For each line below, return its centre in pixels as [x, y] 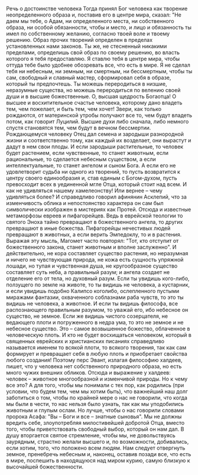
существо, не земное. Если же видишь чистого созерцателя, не [87, 316]
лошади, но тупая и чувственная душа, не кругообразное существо [92, 266]
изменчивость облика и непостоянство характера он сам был [85, 203]
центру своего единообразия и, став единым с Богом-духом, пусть [92, 178]
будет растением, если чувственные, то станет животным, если [87, 153]
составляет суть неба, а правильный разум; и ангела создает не [88, 272]
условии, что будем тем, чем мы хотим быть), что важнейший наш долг [97, 391]
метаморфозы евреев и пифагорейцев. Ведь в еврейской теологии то [95, 216]
